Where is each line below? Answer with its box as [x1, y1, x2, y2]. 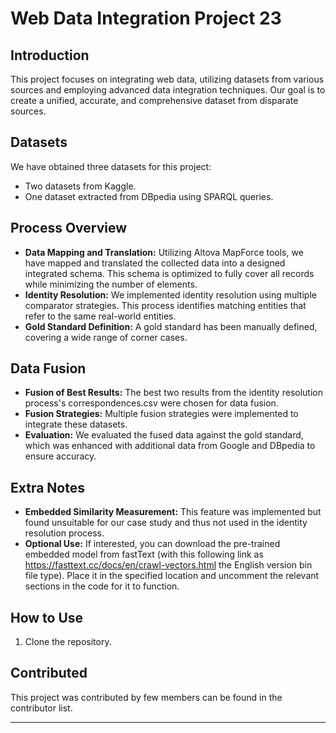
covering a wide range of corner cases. [24, 331, 188, 343]
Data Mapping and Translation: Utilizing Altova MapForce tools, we [24, 246, 304, 258]
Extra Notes [10, 479, 85, 496]
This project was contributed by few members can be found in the [10, 691, 283, 703]
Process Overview [10, 220, 128, 237]
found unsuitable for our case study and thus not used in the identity [24, 517, 308, 529]
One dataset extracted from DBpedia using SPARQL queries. [24, 190, 274, 202]
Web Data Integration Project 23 [10, 7, 282, 30]
